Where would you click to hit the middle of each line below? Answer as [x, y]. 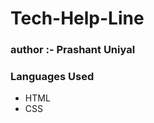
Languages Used [52, 77]
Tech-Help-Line [77, 18]
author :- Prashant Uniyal [73, 50]
